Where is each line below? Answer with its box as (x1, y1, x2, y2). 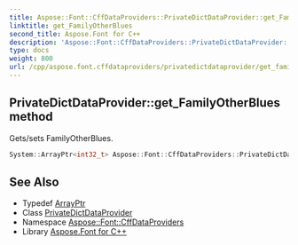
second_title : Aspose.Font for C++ (9, 29, 141, 38)
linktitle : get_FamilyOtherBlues (9, 21, 133, 30)
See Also (9, 174, 59, 189)
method (9, 109, 53, 124)
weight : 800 (9, 54, 53, 63)
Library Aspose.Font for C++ (21, 226, 127, 237)
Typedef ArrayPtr (21, 198, 86, 209)
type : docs (9, 46, 50, 55)
